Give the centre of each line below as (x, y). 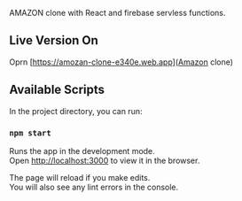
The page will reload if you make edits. (80, 177)
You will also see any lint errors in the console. (94, 187)
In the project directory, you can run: (76, 111)
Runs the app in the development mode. (82, 151)
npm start (30, 133)
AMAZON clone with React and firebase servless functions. (117, 13)
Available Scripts (57, 90)
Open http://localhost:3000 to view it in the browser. (105, 160)
